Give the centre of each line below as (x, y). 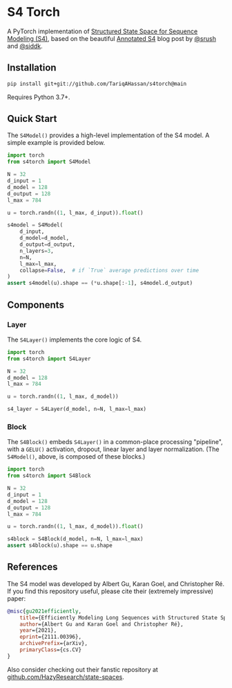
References (32, 567)
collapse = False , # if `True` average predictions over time (109, 270)
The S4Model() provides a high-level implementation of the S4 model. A (108, 135)
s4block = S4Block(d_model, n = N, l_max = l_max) (75, 539)
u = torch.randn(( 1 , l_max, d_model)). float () (75, 527)
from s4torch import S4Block (49, 476)
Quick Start (32, 119)
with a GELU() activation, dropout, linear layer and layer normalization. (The (113, 449)
